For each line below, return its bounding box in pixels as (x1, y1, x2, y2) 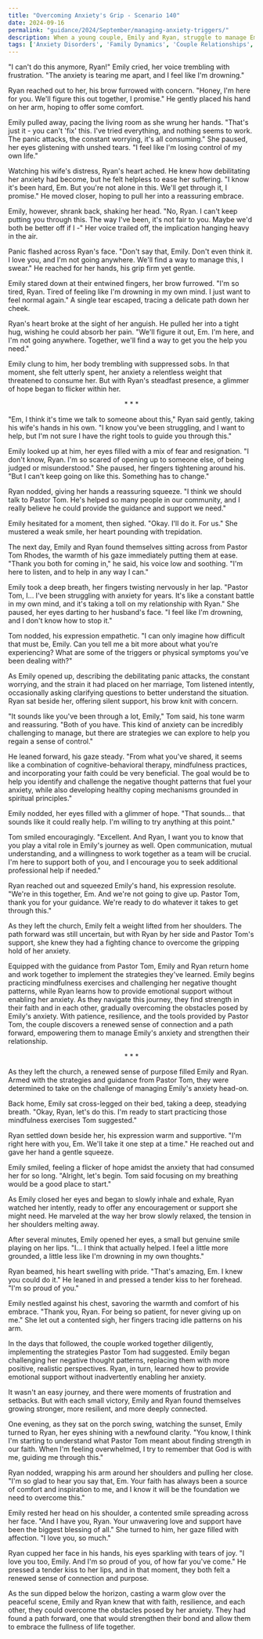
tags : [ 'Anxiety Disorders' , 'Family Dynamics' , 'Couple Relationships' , (8, 41, 254, 49)
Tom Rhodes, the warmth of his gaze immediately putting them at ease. (8, 551, 239, 560)
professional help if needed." (8, 865, 102, 876)
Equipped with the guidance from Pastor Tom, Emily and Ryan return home (8, 961, 249, 971)
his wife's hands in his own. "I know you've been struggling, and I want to (8, 423, 245, 433)
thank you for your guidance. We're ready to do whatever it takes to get (8, 898, 239, 907)
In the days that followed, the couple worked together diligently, (8, 1339, 214, 1348)
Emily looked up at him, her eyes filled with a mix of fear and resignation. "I (8, 447, 249, 456)
